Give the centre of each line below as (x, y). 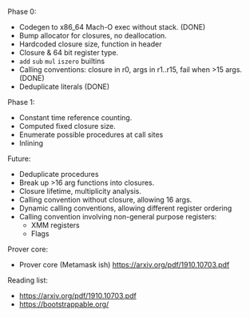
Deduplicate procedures (59, 174)
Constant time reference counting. (75, 118)
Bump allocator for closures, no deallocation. (93, 36)
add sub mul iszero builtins (62, 61)
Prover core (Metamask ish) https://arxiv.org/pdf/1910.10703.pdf (124, 265)
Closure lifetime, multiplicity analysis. (80, 191)
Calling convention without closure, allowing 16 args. (105, 200)
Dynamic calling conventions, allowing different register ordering (125, 208)
